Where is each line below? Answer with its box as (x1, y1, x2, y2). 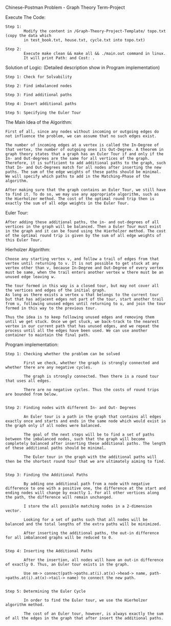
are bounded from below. (5, 392, 58, 397)
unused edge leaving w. (5, 274, 56, 279)
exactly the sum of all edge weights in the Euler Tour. (5, 201, 130, 206)
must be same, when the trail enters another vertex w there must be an (5, 270, 164, 275)
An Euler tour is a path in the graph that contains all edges (24, 414, 161, 419)
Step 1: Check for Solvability (5, 74, 72, 79)
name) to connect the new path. (67, 575, 137, 580)
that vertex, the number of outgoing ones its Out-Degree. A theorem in (5, 147, 164, 152)
